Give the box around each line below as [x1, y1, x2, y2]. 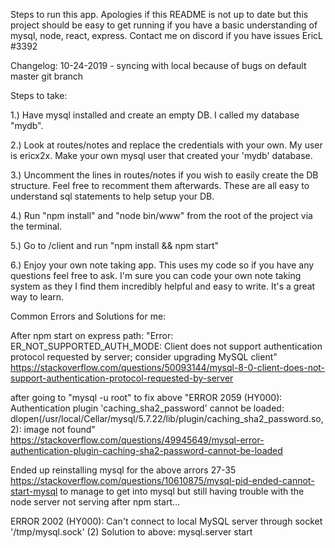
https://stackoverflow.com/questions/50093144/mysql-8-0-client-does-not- [10, 362, 326, 373]
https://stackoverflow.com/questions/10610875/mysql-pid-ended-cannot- [10, 475, 315, 486]
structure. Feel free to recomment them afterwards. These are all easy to [10, 180, 310, 191]
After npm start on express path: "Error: [10, 330, 174, 341]
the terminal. [10, 220, 63, 232]
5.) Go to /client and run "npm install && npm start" [10, 240, 220, 251]
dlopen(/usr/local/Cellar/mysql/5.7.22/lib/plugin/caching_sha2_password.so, [10, 413, 324, 424]
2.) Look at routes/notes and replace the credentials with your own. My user [10, 139, 323, 151]
